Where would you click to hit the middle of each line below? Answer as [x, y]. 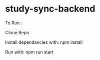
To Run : [14, 23]
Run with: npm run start [29, 52]
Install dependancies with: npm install [44, 42]
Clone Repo [17, 32]
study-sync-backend [50, 9]
